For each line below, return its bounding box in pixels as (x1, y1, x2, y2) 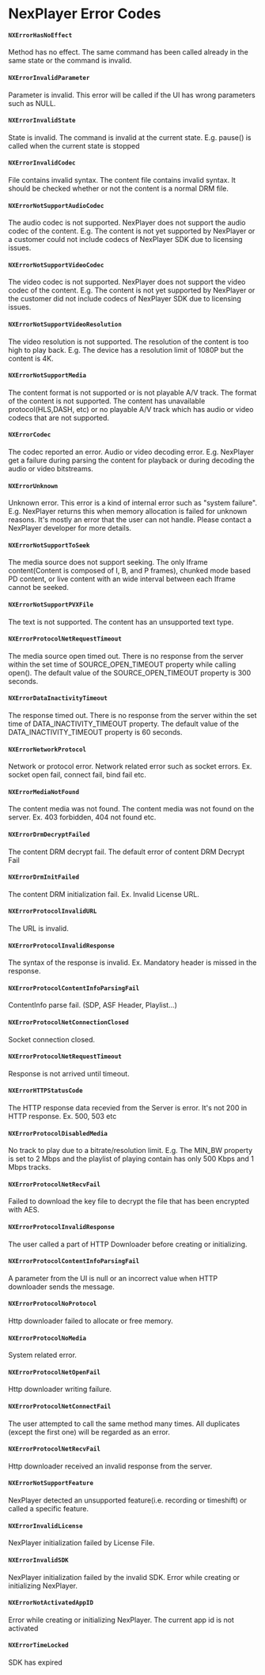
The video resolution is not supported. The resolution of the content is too (8, 337, 249, 346)
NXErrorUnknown (8, 482, 59, 490)
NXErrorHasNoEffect (8, 31, 73, 40)
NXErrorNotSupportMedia (8, 372, 87, 380)
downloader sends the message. (8, 1282, 115, 1291)
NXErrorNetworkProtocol (8, 745, 87, 754)
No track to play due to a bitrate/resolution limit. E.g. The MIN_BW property (8, 1146, 253, 1155)
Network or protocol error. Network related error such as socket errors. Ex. (8, 762, 252, 771)
